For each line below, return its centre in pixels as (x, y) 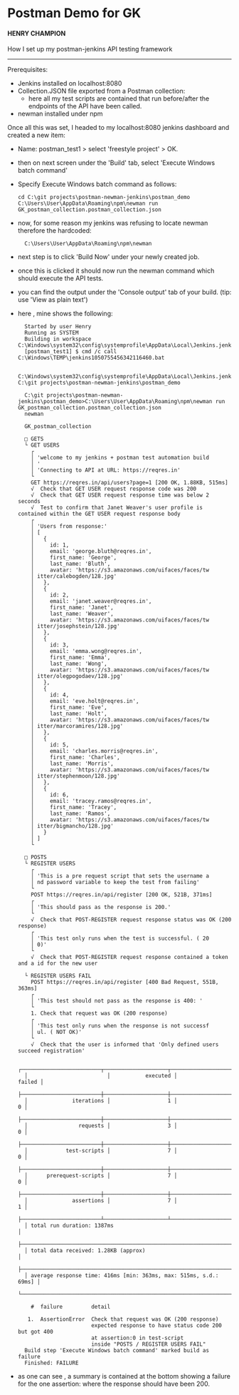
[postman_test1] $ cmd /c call (71, 352)
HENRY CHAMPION (37, 33)
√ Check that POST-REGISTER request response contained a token (130, 958)
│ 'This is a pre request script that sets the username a (120, 876)
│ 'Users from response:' (69, 527)
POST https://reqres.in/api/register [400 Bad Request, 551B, (125, 983)
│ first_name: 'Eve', (69, 708)
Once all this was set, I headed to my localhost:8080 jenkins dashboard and (118, 128)
